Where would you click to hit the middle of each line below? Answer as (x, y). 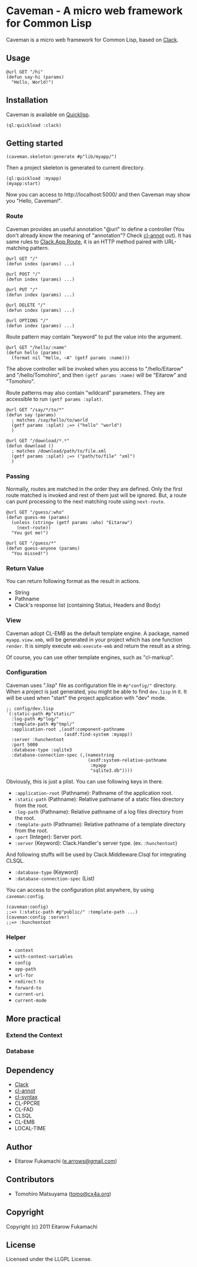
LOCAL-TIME (30, 1128)
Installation (27, 101)
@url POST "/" (24, 274)
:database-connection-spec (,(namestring (63, 755)
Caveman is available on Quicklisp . (48, 114)
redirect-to (29, 982)
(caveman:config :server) (38, 917)
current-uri (29, 995)
